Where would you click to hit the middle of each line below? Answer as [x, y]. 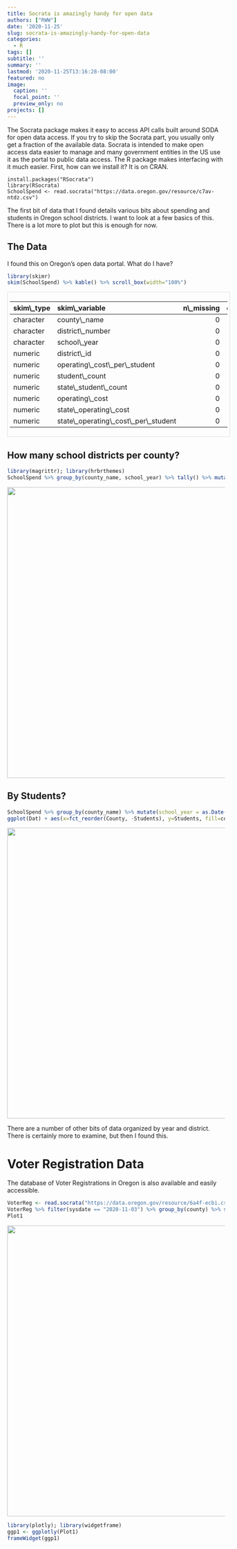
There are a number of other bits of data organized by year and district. [109, 1129]
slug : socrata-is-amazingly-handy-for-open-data [78, 33]
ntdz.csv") [23, 197]
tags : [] [20, 53]
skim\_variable [81, 308]
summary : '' [24, 65]
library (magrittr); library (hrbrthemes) [66, 472]
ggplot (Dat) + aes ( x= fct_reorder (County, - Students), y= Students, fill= [114, 818]
